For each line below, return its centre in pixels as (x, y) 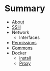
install (25, 58)
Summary (25, 9)
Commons (22, 48)
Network (21, 32)
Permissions (24, 42)
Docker (19, 53)
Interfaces (29, 37)
